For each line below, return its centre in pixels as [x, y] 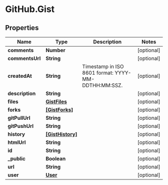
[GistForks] [59, 110]
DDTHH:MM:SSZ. [102, 85]
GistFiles [56, 102]
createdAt [20, 76]
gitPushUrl [21, 126]
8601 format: [98, 73]
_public [17, 159]
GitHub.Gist [30, 9]
